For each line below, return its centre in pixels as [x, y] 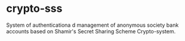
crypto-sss [34, 9]
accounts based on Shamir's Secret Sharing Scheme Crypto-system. [91, 31]
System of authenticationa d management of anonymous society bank [92, 25]
